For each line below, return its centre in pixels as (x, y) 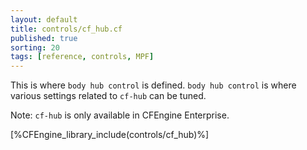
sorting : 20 (35, 47)
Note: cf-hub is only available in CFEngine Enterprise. (120, 115)
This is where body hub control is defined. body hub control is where (153, 85)
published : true (44, 38)
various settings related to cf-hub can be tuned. (108, 96)
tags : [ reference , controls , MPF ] (82, 57)
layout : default (44, 19)
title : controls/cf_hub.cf (66, 29)
